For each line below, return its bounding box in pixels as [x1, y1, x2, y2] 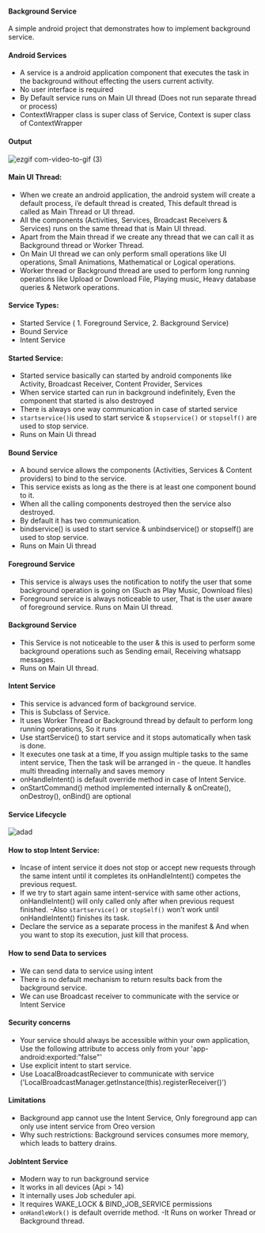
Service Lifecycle [8, 809, 67, 819]
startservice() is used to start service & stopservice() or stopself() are [19, 413, 257, 423]
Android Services [8, 50, 67, 59]
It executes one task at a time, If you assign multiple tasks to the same [19, 749, 249, 759]
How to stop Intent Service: [8, 845, 100, 854]
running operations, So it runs [19, 725, 117, 734]
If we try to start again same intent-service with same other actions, [19, 888, 241, 898]
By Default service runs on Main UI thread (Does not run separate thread [19, 93, 257, 103]
